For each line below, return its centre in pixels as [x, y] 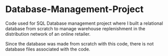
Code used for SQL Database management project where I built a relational [84, 23]
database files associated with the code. [48, 49]
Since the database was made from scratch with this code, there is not [80, 43]
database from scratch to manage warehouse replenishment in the [75, 28]
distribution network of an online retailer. [48, 34]
